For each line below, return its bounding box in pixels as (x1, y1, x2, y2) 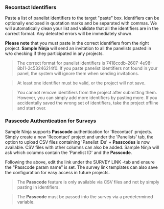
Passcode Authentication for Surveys (5, 117, 96, 124)
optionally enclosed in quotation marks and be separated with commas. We (5, 20, 157, 26)
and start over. (17, 105, 47, 111)
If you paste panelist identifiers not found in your (59, 65, 158, 71)
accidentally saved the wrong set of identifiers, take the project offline (17, 100, 159, 106)
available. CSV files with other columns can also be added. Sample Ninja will (5, 144, 159, 150)
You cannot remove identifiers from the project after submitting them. (17, 90, 158, 96)
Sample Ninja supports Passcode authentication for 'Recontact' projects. (5, 129, 153, 134)
